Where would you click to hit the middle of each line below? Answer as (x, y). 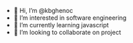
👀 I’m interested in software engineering (70, 18)
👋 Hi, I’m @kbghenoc (43, 11)
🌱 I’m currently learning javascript (61, 25)
